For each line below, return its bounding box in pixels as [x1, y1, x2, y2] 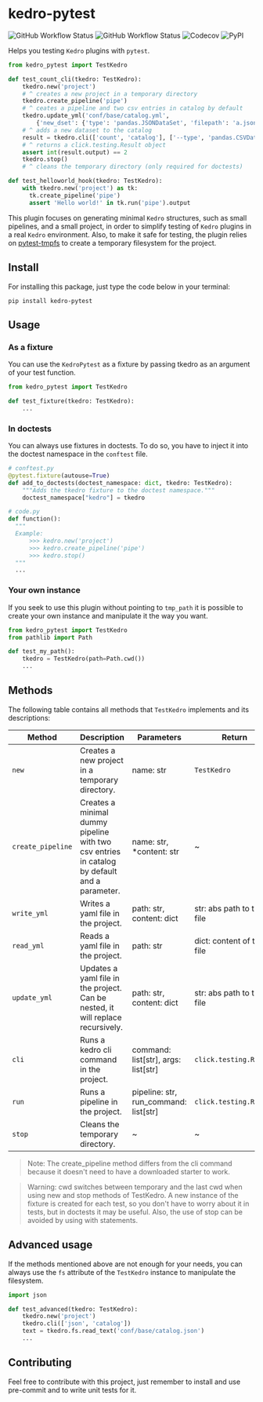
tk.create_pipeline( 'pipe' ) [28, 192, 121, 199]
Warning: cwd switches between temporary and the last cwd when [27, 1182, 243, 1192]
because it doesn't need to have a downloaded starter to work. [27, 1167, 231, 1176]
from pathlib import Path [8, 633, 92, 641]
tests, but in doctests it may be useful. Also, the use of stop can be [27, 1207, 243, 1217]
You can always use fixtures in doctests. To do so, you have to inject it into [8, 441, 249, 451]
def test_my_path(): [8, 648, 76, 655]
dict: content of [194, 935, 250, 946]
